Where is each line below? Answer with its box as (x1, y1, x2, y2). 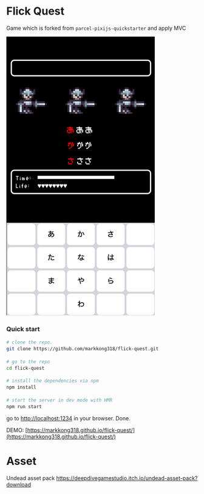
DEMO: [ (6, 426, 27, 434)
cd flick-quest (6, 365, 45, 371)
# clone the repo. (6, 339, 53, 345)
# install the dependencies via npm (6, 378, 99, 384)
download (6, 481, 32, 488)
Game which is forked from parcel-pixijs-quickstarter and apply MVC (6, 24, 186, 32)
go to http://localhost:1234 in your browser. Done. (6, 414, 131, 422)
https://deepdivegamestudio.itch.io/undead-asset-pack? (56, 474, 198, 482)
